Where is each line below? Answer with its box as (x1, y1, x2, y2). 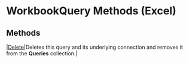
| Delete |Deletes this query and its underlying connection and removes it (6, 43, 184, 51)
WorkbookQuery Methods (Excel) (6, 4, 176, 18)
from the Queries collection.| (6, 50, 78, 57)
